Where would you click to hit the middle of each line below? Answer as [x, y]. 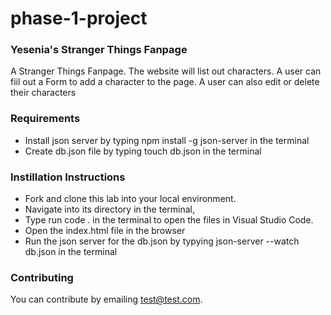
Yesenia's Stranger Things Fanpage [99, 50]
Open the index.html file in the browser [105, 231]
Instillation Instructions [68, 177]
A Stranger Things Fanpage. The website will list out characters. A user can [166, 71]
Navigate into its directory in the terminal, [110, 209]
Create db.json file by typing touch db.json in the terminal [143, 151]
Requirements [45, 119]
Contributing [42, 277]
